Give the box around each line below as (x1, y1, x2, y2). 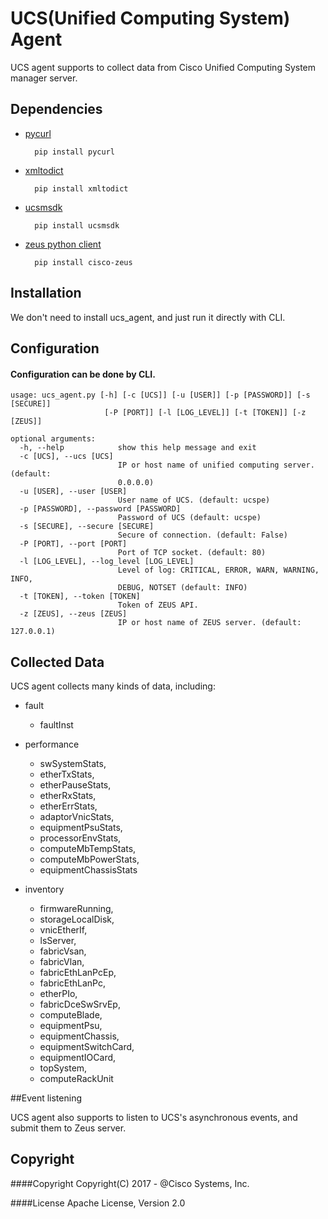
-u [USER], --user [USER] (19, 487, 128, 497)
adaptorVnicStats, (39, 810, 115, 822)
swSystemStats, (39, 757, 107, 769)
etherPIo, (39, 987, 78, 999)
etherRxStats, (39, 789, 97, 801)
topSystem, (39, 1062, 88, 1074)
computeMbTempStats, (39, 842, 137, 854)
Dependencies (10, 101, 103, 118)
